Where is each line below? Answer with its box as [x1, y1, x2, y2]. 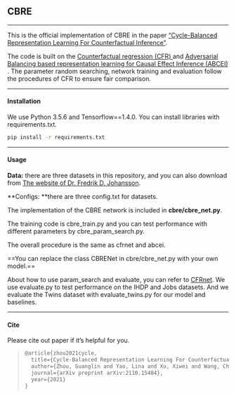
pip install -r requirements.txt [7, 134, 105, 141]
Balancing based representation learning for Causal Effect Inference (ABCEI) [7, 59, 228, 68]
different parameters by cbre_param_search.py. [7, 227, 145, 236]
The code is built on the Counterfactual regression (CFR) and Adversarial [7, 52, 218, 60]
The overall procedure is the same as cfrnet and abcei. [7, 241, 166, 249]
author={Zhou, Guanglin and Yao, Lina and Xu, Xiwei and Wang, [31, 363, 220, 370]
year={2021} [31, 376, 66, 383]
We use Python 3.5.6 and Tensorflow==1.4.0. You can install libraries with [7, 113, 220, 122]
